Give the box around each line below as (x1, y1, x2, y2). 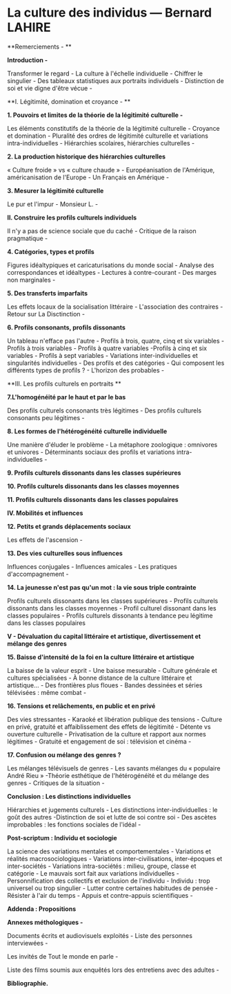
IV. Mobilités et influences (7, 509, 83, 517)
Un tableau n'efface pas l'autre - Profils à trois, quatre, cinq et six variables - (7, 336, 225, 345)
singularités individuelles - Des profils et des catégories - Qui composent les (7, 359, 225, 367)
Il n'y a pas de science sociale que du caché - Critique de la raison (7, 226, 197, 235)
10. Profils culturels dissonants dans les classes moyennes (7, 482, 179, 490)
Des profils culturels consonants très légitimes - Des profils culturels (7, 406, 202, 415)
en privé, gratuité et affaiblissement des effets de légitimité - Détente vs (7, 722, 212, 731)
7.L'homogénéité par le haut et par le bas (7, 392, 126, 401)
